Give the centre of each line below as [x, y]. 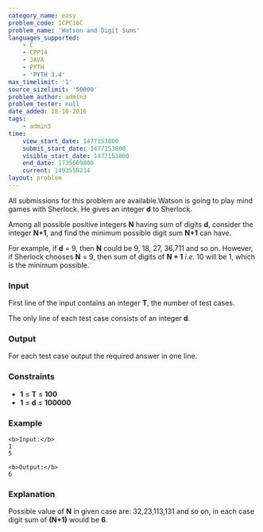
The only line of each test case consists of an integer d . [99, 318]
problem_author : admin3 [48, 97]
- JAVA [33, 60]
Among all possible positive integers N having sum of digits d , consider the [131, 224]
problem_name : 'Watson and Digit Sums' [74, 30]
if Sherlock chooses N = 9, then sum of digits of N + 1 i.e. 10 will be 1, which [132, 256]
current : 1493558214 [56, 171]
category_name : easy [43, 15]
